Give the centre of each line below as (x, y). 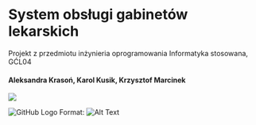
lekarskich (44, 31)
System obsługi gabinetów (98, 15)
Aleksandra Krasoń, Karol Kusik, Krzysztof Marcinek (97, 80)
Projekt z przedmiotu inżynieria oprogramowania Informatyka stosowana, (128, 53)
